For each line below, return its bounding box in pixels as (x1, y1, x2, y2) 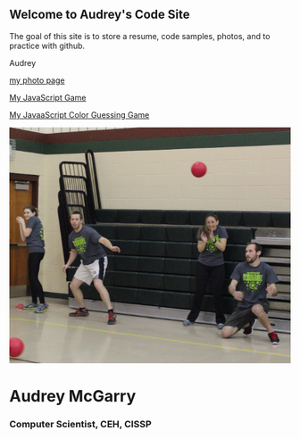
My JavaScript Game (9, 92, 87, 103)
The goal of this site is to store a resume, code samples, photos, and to (9, 30, 271, 41)
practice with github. (9, 40, 86, 51)
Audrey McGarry (9, 385, 137, 406)
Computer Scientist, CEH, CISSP (9, 418, 152, 430)
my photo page (9, 75, 65, 86)
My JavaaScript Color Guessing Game (9, 109, 150, 120)
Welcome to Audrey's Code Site (9, 7, 190, 22)
